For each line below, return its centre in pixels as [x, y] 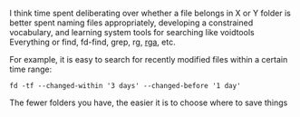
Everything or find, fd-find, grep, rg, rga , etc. [92, 42]
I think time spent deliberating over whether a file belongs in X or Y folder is [150, 13]
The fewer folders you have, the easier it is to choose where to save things [149, 102]
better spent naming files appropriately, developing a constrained [131, 23]
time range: [31, 69]
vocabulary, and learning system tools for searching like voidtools [132, 32]
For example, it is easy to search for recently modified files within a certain [149, 59]
